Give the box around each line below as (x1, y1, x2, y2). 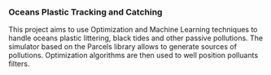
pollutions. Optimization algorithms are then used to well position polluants (8, 51, 259, 60)
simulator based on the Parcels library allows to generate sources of (8, 42, 238, 52)
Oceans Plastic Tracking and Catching (8, 6, 163, 18)
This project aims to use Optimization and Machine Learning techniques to (8, 25, 258, 35)
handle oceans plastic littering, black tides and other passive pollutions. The (8, 33, 264, 43)
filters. (8, 59, 30, 69)
